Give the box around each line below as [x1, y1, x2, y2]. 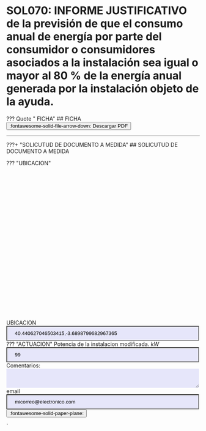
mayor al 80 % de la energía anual [6, 69, 182, 83]
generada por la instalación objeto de [6, 82, 199, 96]
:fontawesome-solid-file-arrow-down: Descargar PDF [9, 122, 128, 129]
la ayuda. [6, 95, 54, 109]
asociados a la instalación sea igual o [6, 56, 199, 70]
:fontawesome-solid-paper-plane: [9, 410, 84, 416]
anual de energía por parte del [6, 30, 162, 43]
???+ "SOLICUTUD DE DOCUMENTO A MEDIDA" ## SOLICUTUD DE [6, 141, 178, 148]
